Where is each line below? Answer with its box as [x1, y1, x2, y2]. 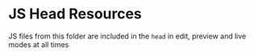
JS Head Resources [8, 5, 143, 23]
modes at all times [8, 39, 69, 49]
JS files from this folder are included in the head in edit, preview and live [8, 31, 247, 41]
